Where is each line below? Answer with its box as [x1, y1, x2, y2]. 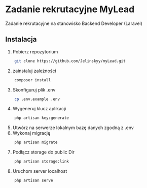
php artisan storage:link [14, 159, 69, 164]
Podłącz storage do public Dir [12, 149, 75, 155]
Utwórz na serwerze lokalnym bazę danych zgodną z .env [12, 124, 134, 131]
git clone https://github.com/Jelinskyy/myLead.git [14, 58, 126, 64]
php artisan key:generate [14, 115, 69, 120]
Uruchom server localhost [12, 168, 67, 174]
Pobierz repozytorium [12, 48, 58, 54]
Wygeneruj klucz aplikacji [12, 106, 66, 112]
